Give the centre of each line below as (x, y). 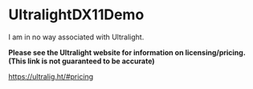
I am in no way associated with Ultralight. (76, 37)
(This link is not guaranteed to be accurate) (82, 61)
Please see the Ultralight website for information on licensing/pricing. (127, 52)
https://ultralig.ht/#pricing (51, 76)
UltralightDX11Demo (76, 15)
